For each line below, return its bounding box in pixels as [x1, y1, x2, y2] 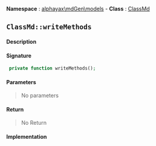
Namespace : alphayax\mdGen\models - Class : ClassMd [6, 5, 150, 12]
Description [6, 38, 37, 45]
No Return [21, 119, 47, 127]
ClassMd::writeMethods [6, 22, 92, 32]
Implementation [6, 133, 47, 141]
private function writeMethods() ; [8, 65, 96, 71]
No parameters [21, 92, 59, 99]
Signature [6, 51, 32, 59]
